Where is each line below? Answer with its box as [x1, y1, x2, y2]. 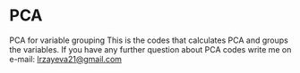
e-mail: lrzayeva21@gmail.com [9, 53, 123, 64]
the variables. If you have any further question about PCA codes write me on [9, 44, 292, 54]
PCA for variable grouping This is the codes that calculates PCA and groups [9, 35, 288, 45]
